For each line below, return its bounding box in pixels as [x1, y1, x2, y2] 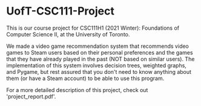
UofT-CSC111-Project [6, 4, 115, 18]
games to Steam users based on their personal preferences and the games [6, 48, 193, 56]
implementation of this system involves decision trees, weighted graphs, [6, 62, 186, 69]
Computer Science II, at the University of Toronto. [6, 30, 130, 38]
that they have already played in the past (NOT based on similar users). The [6, 55, 195, 62]
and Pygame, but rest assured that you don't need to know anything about [6, 68, 192, 75]
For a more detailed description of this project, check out [6, 86, 148, 93]
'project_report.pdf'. [6, 93, 56, 100]
